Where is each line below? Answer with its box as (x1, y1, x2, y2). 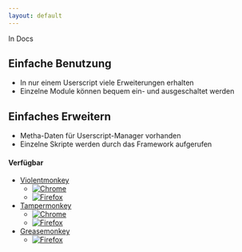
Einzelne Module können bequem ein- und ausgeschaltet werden (19, 86, 235, 96)
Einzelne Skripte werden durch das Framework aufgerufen (19, 139, 212, 149)
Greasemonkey (19, 226, 70, 236)
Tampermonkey (19, 201, 72, 210)
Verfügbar (8, 158, 44, 167)
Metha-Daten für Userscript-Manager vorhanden (19, 131, 181, 141)
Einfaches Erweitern (8, 110, 112, 123)
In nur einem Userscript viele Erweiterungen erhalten (19, 78, 194, 88)
